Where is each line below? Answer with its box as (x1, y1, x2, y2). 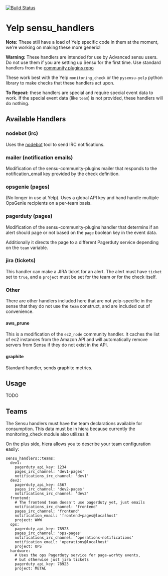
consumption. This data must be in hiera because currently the (6, 426, 135, 432)
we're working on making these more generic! (6, 44, 101, 50)
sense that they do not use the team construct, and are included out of (6, 303, 150, 309)
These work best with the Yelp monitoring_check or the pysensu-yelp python (6, 74, 163, 80)
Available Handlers (6, 115, 66, 123)
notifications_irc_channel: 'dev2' (15, 491, 89, 497)
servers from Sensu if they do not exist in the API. (6, 342, 108, 348)
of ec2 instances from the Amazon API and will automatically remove (6, 337, 148, 343)
